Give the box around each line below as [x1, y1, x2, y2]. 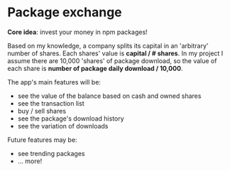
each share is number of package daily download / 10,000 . [7, 64, 183, 72]
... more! [17, 157, 43, 165]
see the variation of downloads [17, 121, 109, 130]
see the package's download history [17, 114, 124, 123]
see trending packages [17, 149, 85, 158]
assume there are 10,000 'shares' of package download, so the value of [7, 56, 217, 65]
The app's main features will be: [7, 77, 102, 86]
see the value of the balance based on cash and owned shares [17, 92, 202, 100]
